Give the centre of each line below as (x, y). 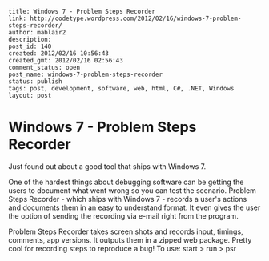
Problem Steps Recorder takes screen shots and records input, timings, (126, 231)
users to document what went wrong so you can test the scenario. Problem (132, 190)
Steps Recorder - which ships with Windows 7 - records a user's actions (128, 199)
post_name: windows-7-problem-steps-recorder (85, 74)
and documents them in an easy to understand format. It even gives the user (134, 207)
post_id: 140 (30, 46)
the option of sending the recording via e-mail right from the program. (123, 215)
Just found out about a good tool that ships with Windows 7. (107, 166)
